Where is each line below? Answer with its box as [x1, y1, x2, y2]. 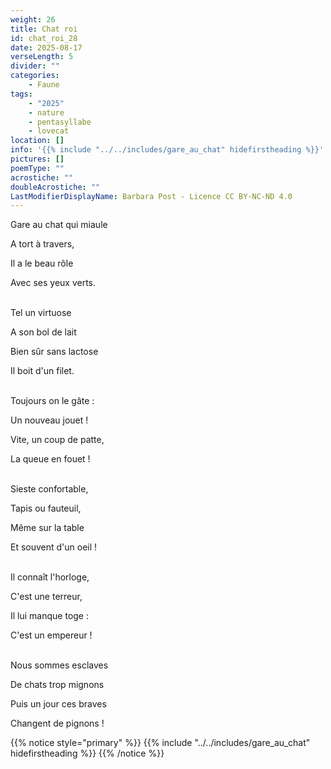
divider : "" [10, 61, 60, 71]
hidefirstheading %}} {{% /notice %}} [10, 747, 165, 760]
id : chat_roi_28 [10, 33, 78, 43]
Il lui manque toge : [10, 610, 89, 622]
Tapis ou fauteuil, [10, 502, 82, 515]
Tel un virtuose [10, 307, 72, 319]
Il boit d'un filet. [10, 365, 75, 377]
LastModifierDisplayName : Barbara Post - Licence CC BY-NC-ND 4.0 [10, 191, 293, 201]
